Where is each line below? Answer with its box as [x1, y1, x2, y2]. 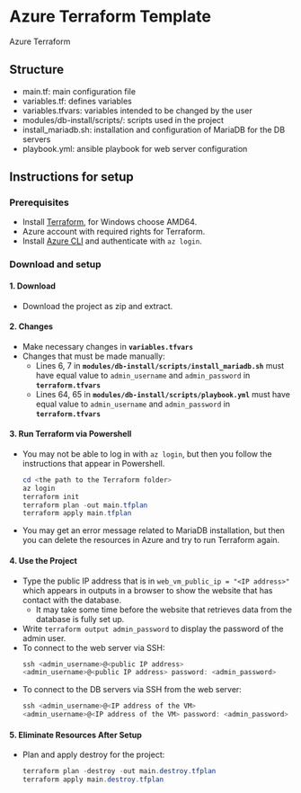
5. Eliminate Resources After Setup [9, 729, 142, 740]
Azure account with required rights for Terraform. [22, 227, 206, 237]
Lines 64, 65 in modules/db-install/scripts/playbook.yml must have [35, 388, 290, 399]
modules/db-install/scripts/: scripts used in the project [22, 114, 225, 125]
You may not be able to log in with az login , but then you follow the [22, 448, 272, 459]
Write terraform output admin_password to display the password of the [22, 623, 284, 634]
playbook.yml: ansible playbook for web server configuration [22, 143, 248, 154]
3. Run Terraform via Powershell [9, 429, 132, 440]
